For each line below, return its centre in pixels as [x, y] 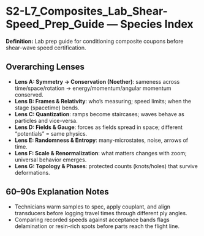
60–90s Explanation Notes [58, 192]
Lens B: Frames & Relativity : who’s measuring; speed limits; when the [103, 101]
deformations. [32, 172]
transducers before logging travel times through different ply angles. [101, 213]
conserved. [29, 94]
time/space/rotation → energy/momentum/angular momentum [93, 88]
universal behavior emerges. [51, 160]
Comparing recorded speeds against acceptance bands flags [92, 219]
